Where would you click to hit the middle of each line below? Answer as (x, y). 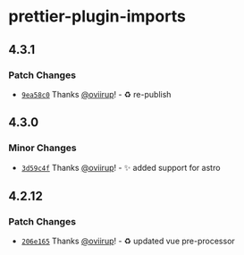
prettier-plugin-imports (97, 17)
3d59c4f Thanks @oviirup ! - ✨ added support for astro (121, 167)
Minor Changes (42, 148)
